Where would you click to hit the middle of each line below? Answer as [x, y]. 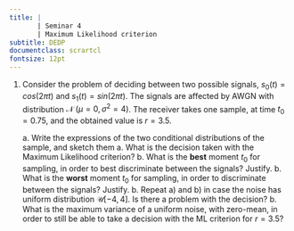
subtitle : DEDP [37, 42]
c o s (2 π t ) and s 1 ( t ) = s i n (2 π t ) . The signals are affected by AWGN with [148, 97]
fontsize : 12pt [37, 59]
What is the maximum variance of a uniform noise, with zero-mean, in [150, 209]
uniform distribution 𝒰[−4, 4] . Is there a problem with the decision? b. [150, 199]
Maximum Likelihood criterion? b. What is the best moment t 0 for [141, 158]
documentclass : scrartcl [55, 51]
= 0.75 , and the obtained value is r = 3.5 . [97, 120]
